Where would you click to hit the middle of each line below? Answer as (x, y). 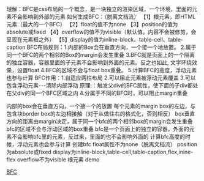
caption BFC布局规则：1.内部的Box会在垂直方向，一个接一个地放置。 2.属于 (101, 47)
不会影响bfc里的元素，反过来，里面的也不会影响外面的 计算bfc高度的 (98, 137)
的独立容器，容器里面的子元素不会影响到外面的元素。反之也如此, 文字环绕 (99, 62)
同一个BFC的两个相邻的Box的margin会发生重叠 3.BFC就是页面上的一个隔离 (100, 55)
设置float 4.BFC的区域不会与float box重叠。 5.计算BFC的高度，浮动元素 (107, 70)
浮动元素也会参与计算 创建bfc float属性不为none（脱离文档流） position (107, 144)
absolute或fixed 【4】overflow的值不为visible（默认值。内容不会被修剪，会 (101, 32)
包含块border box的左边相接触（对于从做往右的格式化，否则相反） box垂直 (101, 114)
